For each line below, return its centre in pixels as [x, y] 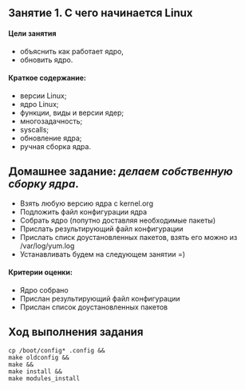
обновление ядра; [51, 138]
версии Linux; [43, 96]
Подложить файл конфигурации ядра [83, 211]
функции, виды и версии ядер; [72, 112]
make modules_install [44, 378]
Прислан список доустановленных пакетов [94, 307]
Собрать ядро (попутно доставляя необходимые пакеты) [118, 220]
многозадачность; [51, 121]
